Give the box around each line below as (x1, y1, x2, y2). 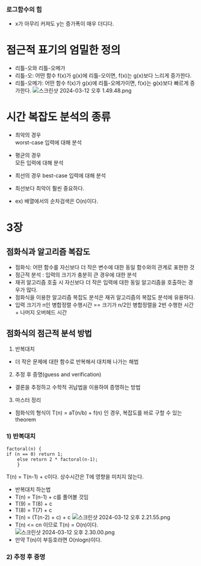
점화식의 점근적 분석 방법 (6, 328, 92, 338)
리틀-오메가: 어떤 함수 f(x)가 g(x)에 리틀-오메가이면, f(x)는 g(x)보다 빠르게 (14, 79, 189, 87)
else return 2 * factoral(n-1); (17, 457, 98, 463)
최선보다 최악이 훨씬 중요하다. (14, 185, 85, 192)
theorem (14, 416, 36, 423)
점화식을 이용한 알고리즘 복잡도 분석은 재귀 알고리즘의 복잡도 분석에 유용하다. (14, 294, 196, 301)
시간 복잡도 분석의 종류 (6, 110, 111, 124)
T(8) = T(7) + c (14, 506, 52, 514)
